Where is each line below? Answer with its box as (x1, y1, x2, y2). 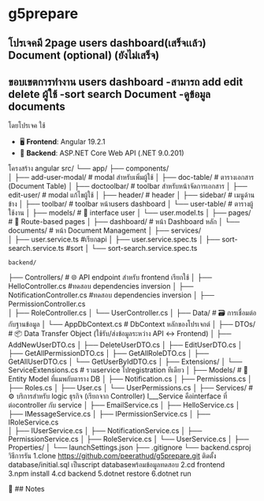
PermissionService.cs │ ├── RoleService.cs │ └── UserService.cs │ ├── (8, 435, 250, 444)
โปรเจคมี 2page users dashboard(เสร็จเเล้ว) (8, 36, 206, 50)
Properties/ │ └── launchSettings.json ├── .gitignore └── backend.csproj (8, 443, 251, 452)
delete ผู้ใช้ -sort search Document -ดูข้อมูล (8, 88, 211, 101)
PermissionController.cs (8, 299, 86, 308)
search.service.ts (8, 244, 65, 253)
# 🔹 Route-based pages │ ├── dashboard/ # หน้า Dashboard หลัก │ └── (8, 217, 240, 226)
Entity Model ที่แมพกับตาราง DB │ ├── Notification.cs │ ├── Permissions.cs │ (8, 374, 253, 383)
